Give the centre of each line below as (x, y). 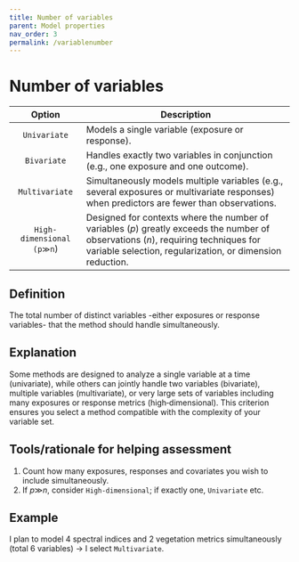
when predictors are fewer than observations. (181, 203)
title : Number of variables (61, 17)
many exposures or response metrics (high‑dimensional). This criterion (139, 403)
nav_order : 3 (33, 34)
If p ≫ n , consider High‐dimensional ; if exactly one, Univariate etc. (143, 490)
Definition (37, 293)
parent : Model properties (57, 26)
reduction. (107, 262)
